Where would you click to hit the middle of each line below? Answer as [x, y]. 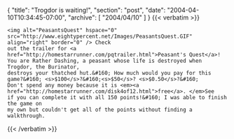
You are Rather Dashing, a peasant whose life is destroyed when [104, 61]
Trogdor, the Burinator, [43, 67]
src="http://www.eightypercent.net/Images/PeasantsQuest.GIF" [100, 36]
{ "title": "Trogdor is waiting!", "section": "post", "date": [87, 10]
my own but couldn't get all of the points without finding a [100, 110]
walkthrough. [26, 116]
